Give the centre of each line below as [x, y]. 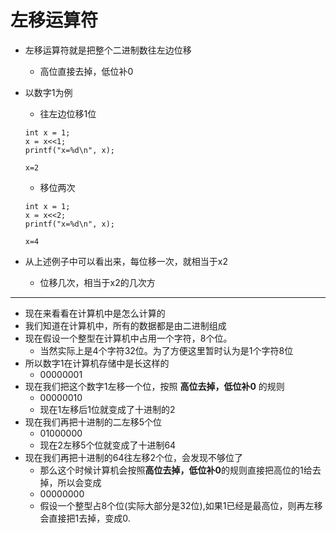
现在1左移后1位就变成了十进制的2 [107, 409]
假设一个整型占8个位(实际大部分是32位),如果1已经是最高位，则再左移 [181, 505]
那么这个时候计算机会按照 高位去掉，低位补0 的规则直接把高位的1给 [176, 470]
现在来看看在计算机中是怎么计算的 [95, 313]
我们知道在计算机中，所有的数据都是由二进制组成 [125, 325]
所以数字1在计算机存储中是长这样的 [97, 363]
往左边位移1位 [68, 113]
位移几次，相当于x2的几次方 [97, 282]
